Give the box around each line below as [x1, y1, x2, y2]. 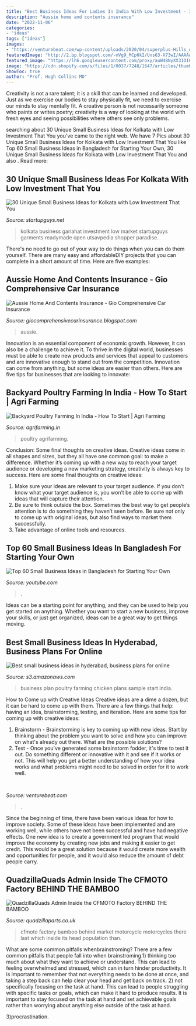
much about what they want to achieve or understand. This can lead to [6, 958, 176, 966]
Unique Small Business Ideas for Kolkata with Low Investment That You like [6, 139, 187, 146]
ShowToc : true [6, 68, 41, 74]
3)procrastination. [6, 1013, 50, 1020]
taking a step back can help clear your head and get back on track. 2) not [6, 977, 183, 984]
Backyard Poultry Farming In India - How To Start [6, 387, 187, 398]
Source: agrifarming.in [6, 424, 60, 431]
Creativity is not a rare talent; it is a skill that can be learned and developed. [6, 90, 188, 97]
